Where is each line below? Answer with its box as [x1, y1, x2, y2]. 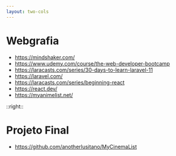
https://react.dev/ [14, 85, 57, 92]
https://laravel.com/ [14, 72, 63, 80]
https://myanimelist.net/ [14, 91, 73, 98]
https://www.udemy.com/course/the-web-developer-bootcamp [14, 60, 170, 67]
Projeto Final [6, 123, 69, 136]
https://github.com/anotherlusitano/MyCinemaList [14, 143, 137, 150]
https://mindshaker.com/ [14, 54, 75, 61]
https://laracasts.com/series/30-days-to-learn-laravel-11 [14, 66, 153, 73]
